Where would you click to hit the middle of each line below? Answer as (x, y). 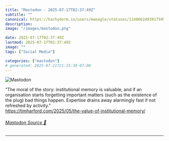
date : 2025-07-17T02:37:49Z (35, 38)
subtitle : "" (19, 15)
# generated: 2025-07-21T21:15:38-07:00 (48, 65)
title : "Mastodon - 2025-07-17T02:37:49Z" (50, 10)
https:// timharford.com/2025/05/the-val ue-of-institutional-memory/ (75, 111)
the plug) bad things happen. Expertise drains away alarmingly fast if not (80, 100)
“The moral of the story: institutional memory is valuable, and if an (74, 90)
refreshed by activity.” (28, 106)
